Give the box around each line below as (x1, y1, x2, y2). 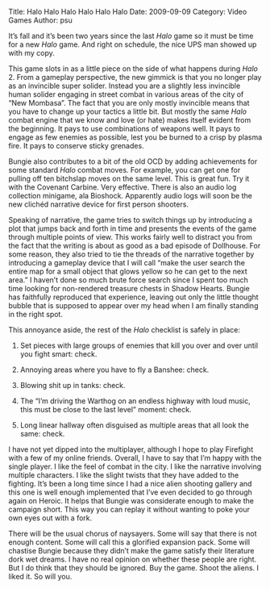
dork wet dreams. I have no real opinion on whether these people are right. (8, 554, 257, 564)
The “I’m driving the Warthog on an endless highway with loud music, (19, 396, 251, 406)
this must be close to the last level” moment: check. (19, 405, 192, 414)
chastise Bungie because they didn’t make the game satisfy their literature (8, 546, 255, 555)
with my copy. (8, 48, 55, 57)
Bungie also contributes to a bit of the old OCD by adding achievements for (8, 157, 258, 166)
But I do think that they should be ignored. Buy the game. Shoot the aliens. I (8, 563, 260, 572)
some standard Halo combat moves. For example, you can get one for (8, 165, 241, 174)
